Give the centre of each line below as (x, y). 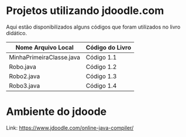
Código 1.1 (101, 57)
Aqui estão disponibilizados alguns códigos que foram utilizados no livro (93, 27)
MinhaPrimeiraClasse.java (45, 57)
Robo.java (23, 66)
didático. (17, 33)
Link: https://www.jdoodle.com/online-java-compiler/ (70, 128)
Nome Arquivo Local (45, 47)
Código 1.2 (101, 66)
